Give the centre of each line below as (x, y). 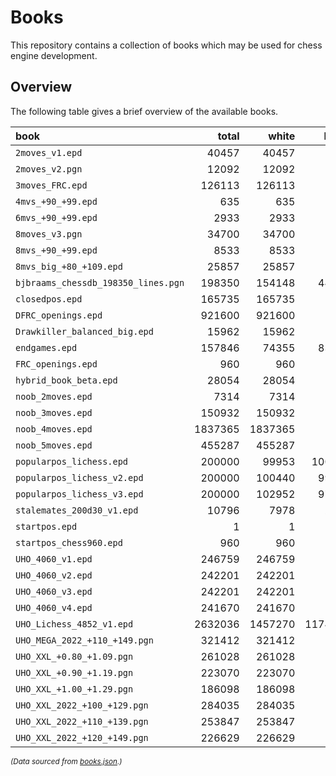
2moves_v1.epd (49, 152)
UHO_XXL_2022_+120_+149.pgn (82, 737)
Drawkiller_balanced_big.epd (84, 331)
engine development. (54, 55)
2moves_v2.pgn (49, 169)
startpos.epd (46, 526)
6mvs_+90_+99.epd (56, 217)
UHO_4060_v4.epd (54, 607)
